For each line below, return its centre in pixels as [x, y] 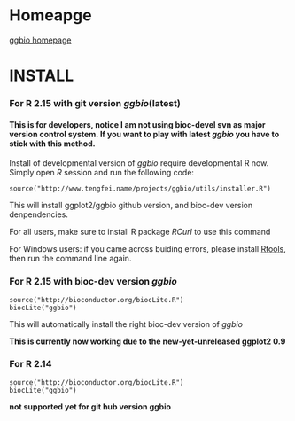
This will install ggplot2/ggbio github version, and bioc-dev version [131, 206]
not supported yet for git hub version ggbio [90, 406]
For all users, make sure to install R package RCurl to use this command [140, 232]
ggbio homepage [40, 40]
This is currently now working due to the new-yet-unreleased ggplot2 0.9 [147, 341]
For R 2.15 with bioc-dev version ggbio [93, 282]
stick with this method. [52, 144]
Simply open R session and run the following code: [102, 173]
